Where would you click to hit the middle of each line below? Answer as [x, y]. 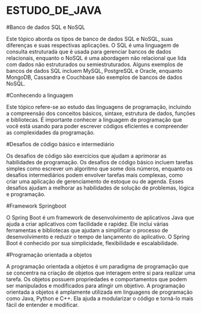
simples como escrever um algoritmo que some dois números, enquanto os [100, 169]
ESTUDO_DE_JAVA [54, 11]
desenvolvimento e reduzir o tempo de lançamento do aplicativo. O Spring [98, 237]
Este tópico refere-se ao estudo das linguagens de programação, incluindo [99, 107]
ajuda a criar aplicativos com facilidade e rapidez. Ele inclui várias [88, 224]
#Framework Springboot [36, 206]
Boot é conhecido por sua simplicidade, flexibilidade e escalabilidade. [92, 243]
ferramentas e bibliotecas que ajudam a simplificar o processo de [87, 230]
